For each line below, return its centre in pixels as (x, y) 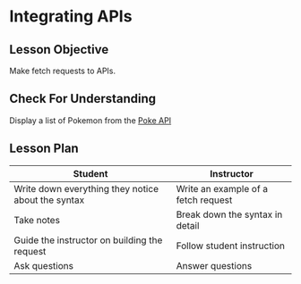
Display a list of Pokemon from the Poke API (90, 120)
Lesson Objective (59, 50)
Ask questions (44, 265)
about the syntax (49, 200)
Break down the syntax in (229, 214)
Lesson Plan (44, 149)
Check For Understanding (83, 99)
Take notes (37, 220)
